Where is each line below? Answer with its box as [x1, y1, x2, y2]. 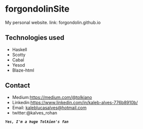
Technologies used [5, 34, 64, 42]
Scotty [12, 52, 26, 57]
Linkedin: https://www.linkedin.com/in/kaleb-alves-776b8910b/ [12, 99, 138, 105]
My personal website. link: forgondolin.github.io [5, 19, 101, 25]
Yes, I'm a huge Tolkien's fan [5, 119, 69, 124]
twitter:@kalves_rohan [12, 110, 58, 115]
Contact [5, 81, 30, 90]
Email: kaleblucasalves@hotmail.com [12, 105, 87, 111]
